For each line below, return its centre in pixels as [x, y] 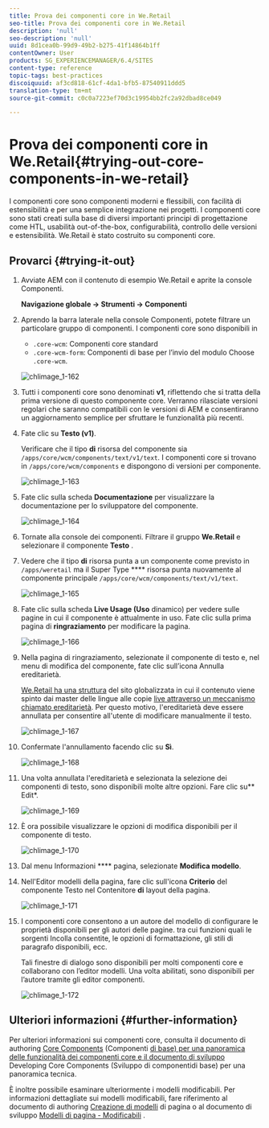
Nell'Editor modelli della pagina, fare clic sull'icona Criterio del [124, 882]
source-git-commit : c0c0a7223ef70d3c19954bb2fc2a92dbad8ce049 [115, 98]
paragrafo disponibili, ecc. [64, 947]
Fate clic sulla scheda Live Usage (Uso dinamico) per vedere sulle [130, 609]
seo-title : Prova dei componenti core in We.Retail [97, 23]
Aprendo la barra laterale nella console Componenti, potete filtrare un [136, 320]
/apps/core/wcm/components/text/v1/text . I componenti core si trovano [139, 457]
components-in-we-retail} [99, 179]
